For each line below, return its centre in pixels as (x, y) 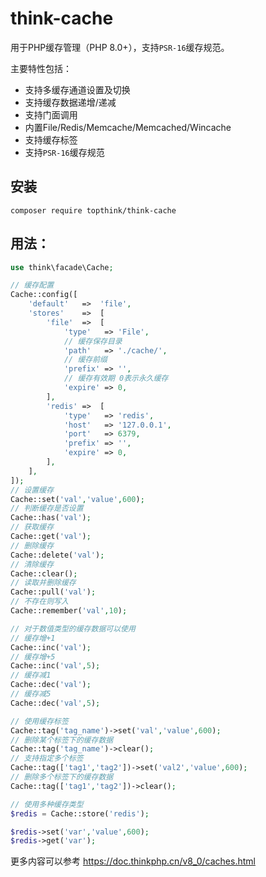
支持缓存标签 (51, 139)
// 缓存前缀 (85, 360)
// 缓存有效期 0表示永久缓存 (116, 378)
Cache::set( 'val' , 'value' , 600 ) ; (77, 499)
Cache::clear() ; (44, 573)
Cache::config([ (44, 295)
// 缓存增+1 (33, 638)
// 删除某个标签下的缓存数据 (62, 740)
